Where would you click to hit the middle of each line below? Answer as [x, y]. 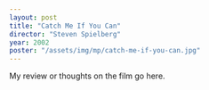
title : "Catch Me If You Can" [65, 26]
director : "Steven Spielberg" [65, 34]
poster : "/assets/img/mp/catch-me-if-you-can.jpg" [105, 51]
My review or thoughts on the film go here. [88, 76]
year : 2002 [29, 42]
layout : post [33, 17]
